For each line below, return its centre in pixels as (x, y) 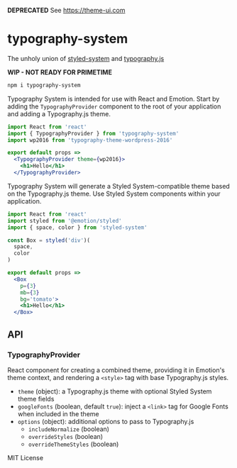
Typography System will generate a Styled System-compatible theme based (119, 186)
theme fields (36, 399)
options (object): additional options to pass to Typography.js (106, 421)
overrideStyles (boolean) (66, 436)
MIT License (26, 457)
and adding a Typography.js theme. (59, 113)
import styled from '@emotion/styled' (65, 221)
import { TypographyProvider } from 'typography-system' (93, 133)
